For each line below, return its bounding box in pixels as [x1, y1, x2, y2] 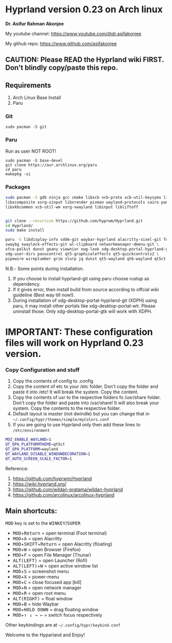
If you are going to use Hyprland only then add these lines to [12, 422, 141, 428]
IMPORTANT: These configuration [5, 326, 153, 337]
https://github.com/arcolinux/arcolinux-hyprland [12, 491, 115, 498]
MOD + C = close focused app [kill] [12, 579, 82, 585]
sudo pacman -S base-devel [5, 158, 63, 163]
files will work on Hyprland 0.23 [5, 337, 144, 349]
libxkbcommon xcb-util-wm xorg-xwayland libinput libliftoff [5, 204, 139, 210]
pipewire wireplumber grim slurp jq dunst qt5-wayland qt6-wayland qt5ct [5, 256, 166, 261]
